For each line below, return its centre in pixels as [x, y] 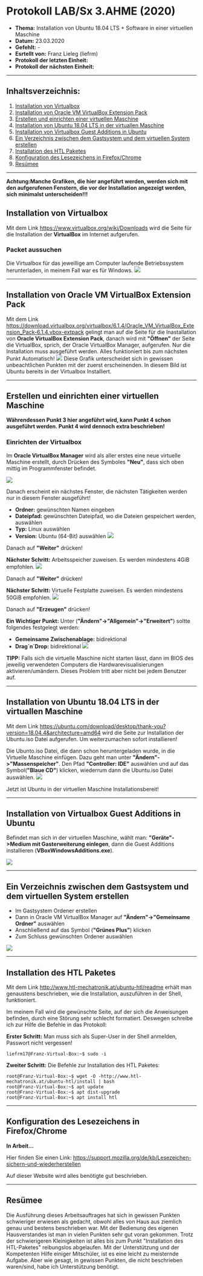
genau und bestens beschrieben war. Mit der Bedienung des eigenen [92, 1228]
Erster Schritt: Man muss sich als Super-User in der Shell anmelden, [92, 1037]
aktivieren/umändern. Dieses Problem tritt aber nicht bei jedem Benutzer [96, 671]
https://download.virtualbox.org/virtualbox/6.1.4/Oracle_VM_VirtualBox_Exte [100, 325]
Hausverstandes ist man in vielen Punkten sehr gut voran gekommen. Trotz [100, 1234]
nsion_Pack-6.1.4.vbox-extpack [45, 332]
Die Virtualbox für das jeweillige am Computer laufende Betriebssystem [95, 263]
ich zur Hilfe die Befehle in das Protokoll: [57, 1025]
